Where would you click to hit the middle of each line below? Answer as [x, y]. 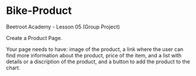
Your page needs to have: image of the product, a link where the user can [95, 49]
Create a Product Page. [34, 38]
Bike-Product [39, 11]
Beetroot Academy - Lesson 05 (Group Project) [63, 27]
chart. [13, 67]
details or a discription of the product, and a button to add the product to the [98, 61]
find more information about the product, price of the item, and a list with [94, 55]
